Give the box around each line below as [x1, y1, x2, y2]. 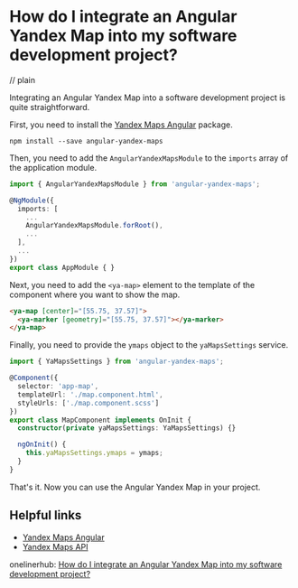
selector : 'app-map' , [17, 382, 99, 391]
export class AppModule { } [9, 263, 116, 272]
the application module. [9, 162, 98, 173]
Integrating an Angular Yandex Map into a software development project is [9, 92, 286, 103]
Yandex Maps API [22, 541, 88, 552]
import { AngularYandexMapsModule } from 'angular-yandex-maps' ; [9, 179, 260, 189]
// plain [9, 74, 36, 85]
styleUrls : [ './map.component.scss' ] [17, 398, 160, 407]
